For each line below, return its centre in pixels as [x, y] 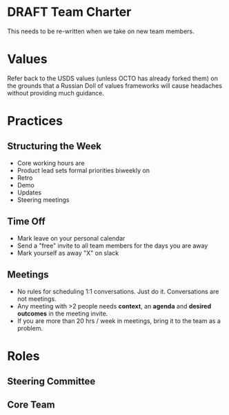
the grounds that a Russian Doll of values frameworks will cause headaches [115, 85]
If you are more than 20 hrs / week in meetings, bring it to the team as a [119, 321]
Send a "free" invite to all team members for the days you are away [112, 246]
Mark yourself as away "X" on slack [68, 252]
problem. [30, 328]
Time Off [27, 222]
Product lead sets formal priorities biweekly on [83, 170]
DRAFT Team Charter [69, 12]
